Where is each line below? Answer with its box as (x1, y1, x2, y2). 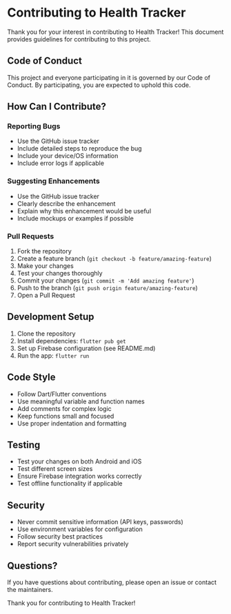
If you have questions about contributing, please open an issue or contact (7, 578, 217, 586)
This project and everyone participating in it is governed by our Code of (7, 73, 210, 81)
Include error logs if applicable (17, 159, 105, 167)
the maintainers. (7, 586, 53, 594)
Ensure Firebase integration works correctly (17, 472, 142, 481)
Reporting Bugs (7, 122, 61, 131)
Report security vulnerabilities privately (17, 540, 129, 548)
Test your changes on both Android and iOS (17, 457, 142, 466)
